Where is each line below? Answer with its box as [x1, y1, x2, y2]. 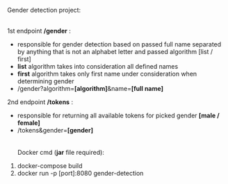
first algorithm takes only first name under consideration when [17, 69, 197, 78]
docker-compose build [17, 162, 83, 169]
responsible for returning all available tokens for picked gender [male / [17, 111, 220, 119]
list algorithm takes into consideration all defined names [17, 62, 179, 70]
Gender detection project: [7, 6, 81, 14]
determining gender [17, 77, 74, 85]
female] [17, 119, 40, 127]
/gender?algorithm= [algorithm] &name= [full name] [17, 85, 163, 92]
